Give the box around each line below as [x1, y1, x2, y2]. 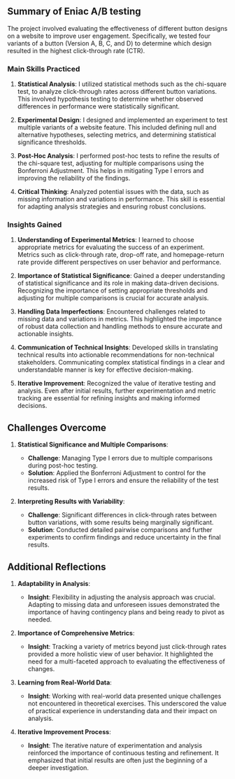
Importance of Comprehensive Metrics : [17, 629, 135, 638]
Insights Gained [7, 220, 62, 230]
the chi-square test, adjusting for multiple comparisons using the [17, 159, 204, 167]
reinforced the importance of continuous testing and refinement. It [27, 749, 219, 757]
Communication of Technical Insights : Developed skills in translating [17, 343, 218, 352]
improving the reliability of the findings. [17, 174, 131, 183]
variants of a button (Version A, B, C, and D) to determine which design [7, 38, 212, 48]
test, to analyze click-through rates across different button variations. [17, 87, 218, 96]
